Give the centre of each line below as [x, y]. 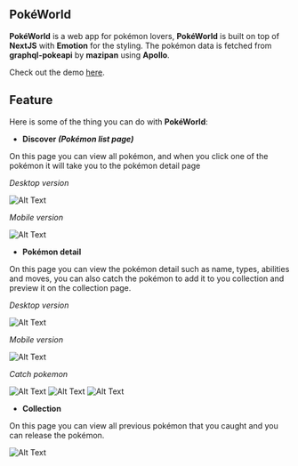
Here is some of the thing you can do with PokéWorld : [109, 121]
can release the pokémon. [57, 435]
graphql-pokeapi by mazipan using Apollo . [90, 55]
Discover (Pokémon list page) [78, 139]
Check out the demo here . [57, 72]
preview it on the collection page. [70, 287]
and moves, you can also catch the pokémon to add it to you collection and [147, 278]
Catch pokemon [39, 374]
